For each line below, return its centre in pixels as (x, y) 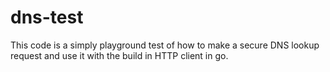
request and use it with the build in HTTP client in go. (119, 55)
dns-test (47, 17)
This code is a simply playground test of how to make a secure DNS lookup (165, 45)
